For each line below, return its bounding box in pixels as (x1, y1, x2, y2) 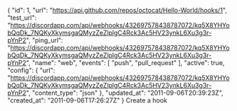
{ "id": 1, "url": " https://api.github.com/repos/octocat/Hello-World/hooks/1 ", (7, 6, 228, 14)
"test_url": (7, 13, 37, 22)
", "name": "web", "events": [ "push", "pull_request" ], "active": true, (26, 59, 225, 66)
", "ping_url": (26, 36, 63, 45)
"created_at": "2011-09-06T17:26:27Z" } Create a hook (7, 96, 167, 105)
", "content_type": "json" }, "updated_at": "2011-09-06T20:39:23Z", (26, 88, 224, 97)
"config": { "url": (7, 66, 56, 74)
